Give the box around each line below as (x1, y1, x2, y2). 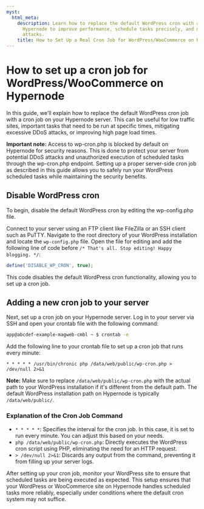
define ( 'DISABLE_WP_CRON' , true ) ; (6, 262, 94, 268)
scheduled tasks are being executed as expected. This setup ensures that (6, 476, 191, 483)
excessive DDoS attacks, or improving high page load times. (6, 128, 157, 136)
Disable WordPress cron (6, 190, 100, 201)
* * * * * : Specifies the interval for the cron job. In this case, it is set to (15, 425, 194, 432)
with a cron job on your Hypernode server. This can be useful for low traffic (6, 116, 195, 123)
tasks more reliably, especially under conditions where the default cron (6, 489, 184, 496)
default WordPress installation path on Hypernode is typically (6, 390, 160, 397)
